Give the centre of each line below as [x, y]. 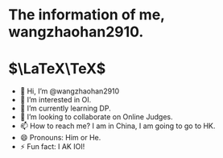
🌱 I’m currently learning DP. [65, 108]
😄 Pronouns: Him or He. [60, 138]
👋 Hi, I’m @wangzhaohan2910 [70, 91]
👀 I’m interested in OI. [56, 100]
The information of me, [87, 15]
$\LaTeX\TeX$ [57, 69]
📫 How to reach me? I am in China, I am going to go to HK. [118, 126]
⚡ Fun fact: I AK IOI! [52, 147]
